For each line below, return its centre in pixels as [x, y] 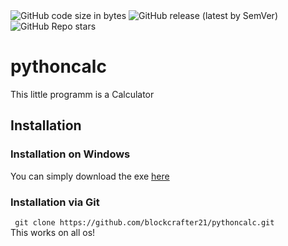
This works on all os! [53, 232]
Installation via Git [55, 202]
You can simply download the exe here [90, 176]
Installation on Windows [70, 154]
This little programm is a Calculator [82, 94]
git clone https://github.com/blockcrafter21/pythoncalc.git [144, 222]
